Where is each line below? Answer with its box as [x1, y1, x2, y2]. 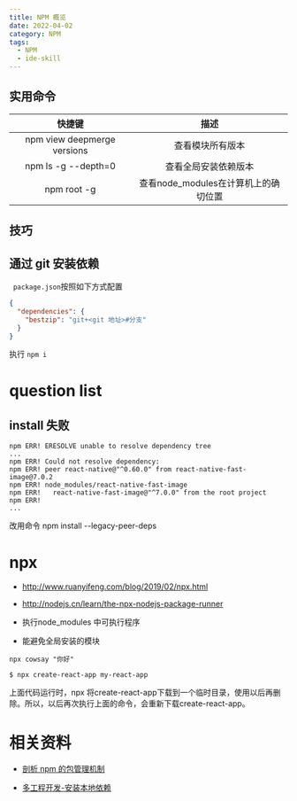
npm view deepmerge [25, 133, 117, 145]
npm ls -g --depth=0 [25, 159, 117, 172]
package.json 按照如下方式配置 [12, 281, 124, 292]
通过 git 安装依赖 [9, 256, 100, 271]
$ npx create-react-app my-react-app [9, 671, 148, 680]
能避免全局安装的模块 [21, 635, 100, 647]
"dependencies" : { [17, 307, 86, 315]
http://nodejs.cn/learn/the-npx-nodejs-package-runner [21, 599, 224, 610]
